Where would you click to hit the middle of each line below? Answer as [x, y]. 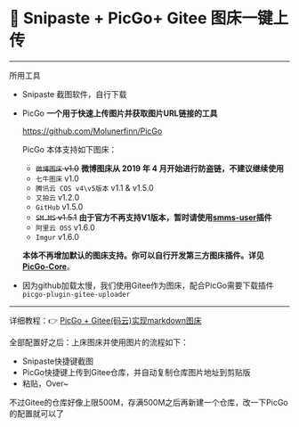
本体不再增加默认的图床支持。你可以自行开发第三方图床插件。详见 [143, 255]
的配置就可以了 [36, 413]
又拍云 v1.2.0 [57, 197]
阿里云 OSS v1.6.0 [65, 227]
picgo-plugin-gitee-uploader [76, 294]
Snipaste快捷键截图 [58, 361]
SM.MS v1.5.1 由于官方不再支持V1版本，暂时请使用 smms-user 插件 [154, 217]
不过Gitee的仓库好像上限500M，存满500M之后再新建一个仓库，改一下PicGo [149, 402]
